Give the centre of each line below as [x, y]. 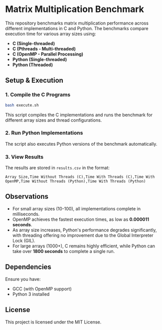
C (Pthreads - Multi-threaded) [44, 49]
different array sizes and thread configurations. [54, 120]
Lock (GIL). [24, 240]
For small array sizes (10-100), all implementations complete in [77, 208]
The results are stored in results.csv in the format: [57, 168]
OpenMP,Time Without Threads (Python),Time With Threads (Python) [76, 181]
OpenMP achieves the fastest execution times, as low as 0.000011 [81, 219]
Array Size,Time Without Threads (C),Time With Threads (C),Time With [80, 177]
